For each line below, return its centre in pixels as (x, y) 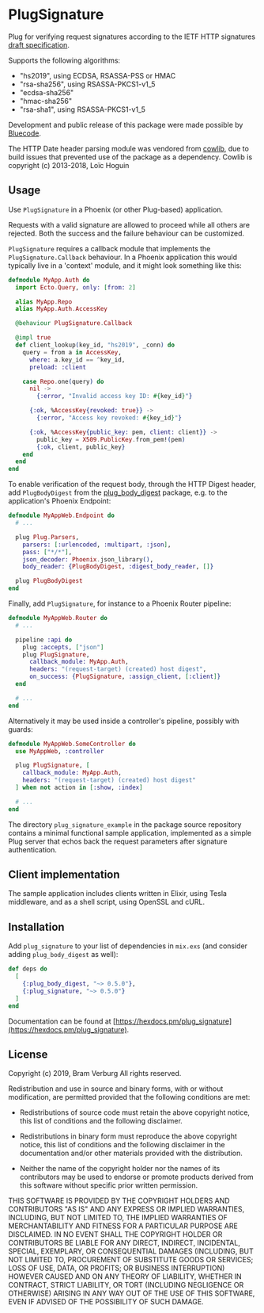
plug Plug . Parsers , (47, 537)
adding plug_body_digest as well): (63, 955)
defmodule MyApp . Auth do (49, 280)
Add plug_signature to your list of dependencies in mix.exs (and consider (128, 946)
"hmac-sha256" (46, 101)
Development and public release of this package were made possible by (126, 124)
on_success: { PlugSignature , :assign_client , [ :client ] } (125, 677)
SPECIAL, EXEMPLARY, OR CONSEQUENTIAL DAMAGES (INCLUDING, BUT (131, 1251)
